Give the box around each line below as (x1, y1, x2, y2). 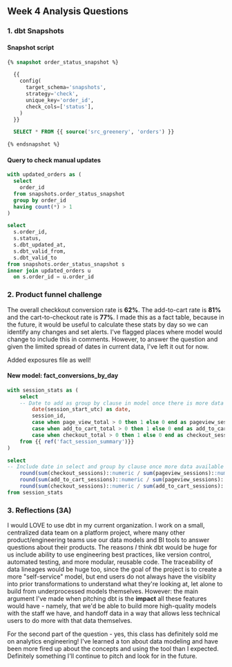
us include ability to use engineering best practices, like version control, (7, 550, 212, 559)
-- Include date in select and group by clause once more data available (7, 463, 224, 470)
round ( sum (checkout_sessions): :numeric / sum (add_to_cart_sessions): (19, 483, 224, 490)
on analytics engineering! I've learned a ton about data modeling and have (7, 637, 219, 646)
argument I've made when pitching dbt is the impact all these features (7, 594, 207, 603)
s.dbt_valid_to (13, 254, 57, 261)
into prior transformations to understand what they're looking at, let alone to (7, 580, 223, 588)
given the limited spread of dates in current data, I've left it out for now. (7, 342, 209, 351)
